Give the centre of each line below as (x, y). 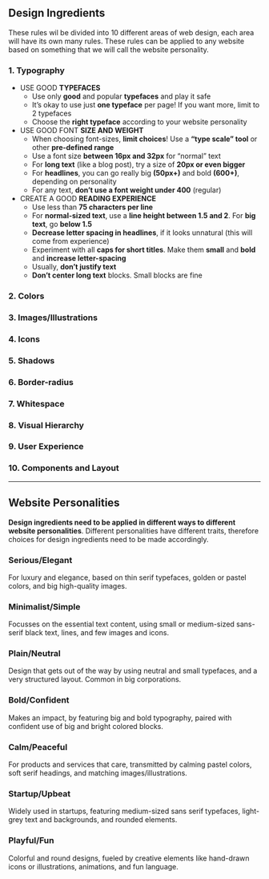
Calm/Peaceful (38, 747)
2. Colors (26, 296)
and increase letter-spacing (79, 258)
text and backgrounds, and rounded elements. (101, 820)
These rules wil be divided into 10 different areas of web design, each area (131, 32)
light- (251, 811)
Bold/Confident (39, 700)
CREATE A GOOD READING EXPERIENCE (88, 199)
